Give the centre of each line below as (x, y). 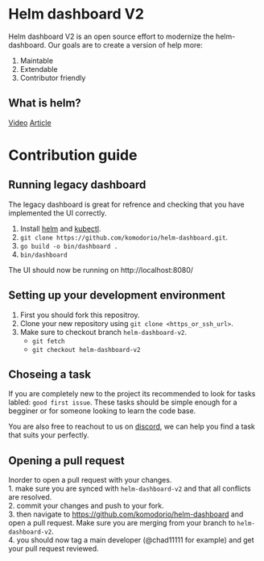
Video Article (30, 123)
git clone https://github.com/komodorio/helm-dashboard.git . (124, 237)
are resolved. (30, 497)
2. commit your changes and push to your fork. (87, 506)
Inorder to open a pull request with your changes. (90, 480)
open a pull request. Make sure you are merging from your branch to (122, 523)
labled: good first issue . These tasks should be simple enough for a (123, 402)
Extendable (39, 69)
